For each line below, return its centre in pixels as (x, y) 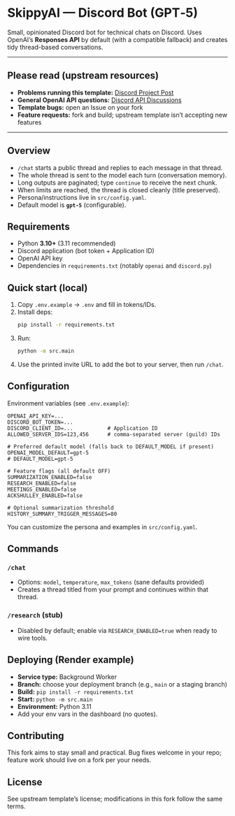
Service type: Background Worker (67, 677)
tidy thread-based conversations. (55, 47)
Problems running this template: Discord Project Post (95, 92)
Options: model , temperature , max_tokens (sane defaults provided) (111, 582)
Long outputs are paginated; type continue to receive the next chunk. (117, 182)
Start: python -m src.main (55, 699)
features (29, 122)
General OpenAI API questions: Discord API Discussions (99, 100)
